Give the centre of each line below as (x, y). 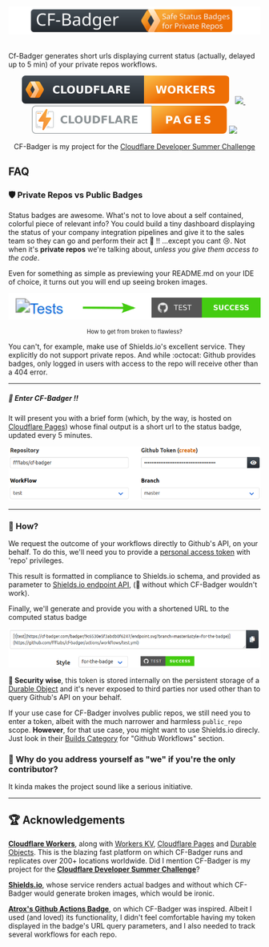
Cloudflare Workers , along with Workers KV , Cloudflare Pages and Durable (132, 844)
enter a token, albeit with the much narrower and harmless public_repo (125, 721)
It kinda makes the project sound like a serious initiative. (101, 786)
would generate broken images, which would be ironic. (124, 893)
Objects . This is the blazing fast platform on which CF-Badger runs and (126, 852)
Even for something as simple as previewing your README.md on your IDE (131, 273)
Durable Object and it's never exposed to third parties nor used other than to (134, 689)
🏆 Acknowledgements (67, 820)
